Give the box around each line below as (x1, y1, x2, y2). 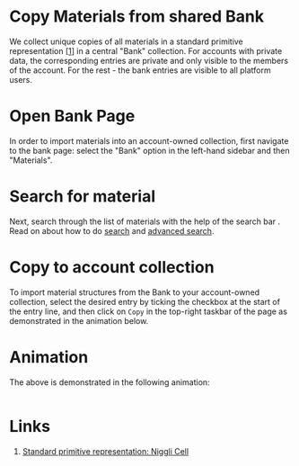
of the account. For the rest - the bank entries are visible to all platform (9, 65, 271, 76)
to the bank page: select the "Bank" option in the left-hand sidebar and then (9, 145, 290, 156)
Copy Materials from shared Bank (9, 6, 265, 27)
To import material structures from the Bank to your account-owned (9, 286, 260, 298)
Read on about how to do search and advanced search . (9, 225, 215, 236)
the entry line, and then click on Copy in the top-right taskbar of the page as (9, 306, 287, 317)
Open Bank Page (9, 106, 136, 127)
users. (9, 74, 33, 85)
